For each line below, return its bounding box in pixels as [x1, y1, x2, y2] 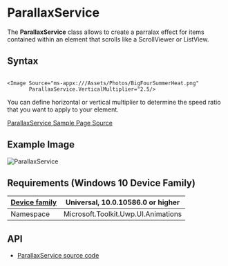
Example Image [7, 139, 75, 150]
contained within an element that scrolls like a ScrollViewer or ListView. [7, 35, 209, 43]
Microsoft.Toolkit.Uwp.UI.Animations [63, 209, 182, 219]
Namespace [10, 209, 50, 219]
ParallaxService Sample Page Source [7, 118, 113, 127]
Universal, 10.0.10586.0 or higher [65, 197, 180, 207]
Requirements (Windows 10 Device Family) [7, 177, 196, 188]
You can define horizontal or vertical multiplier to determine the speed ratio [7, 98, 221, 106]
